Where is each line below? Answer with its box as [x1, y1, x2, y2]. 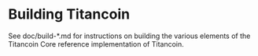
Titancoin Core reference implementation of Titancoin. [8, 39, 185, 48]
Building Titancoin [8, 5, 131, 23]
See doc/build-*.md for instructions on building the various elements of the [8, 31, 251, 40]
